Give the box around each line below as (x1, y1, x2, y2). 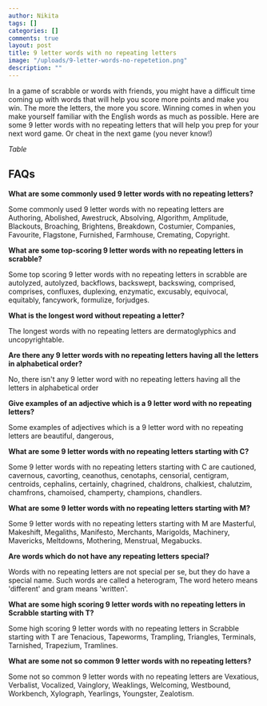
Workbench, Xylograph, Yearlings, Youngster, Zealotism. (8, 688, 194, 698)
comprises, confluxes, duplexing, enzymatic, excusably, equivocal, (8, 286, 229, 296)
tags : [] (8, 19, 38, 27)
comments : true (8, 34, 59, 43)
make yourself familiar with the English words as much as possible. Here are (8, 112, 260, 121)
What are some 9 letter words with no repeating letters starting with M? (8, 503, 250, 513)
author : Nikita (8, 11, 59, 20)
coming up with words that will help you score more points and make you (8, 94, 249, 104)
